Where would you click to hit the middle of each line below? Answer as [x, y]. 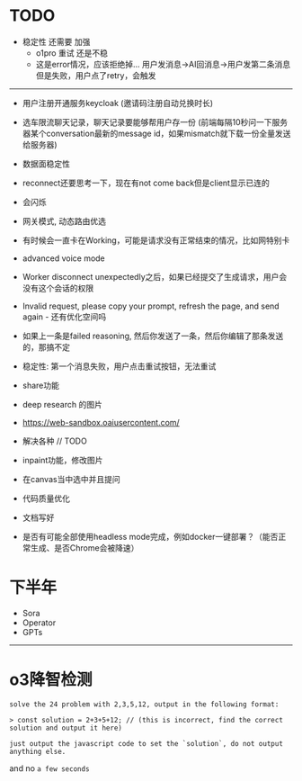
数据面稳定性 [46, 164]
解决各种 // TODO [54, 441]
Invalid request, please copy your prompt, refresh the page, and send [151, 306]
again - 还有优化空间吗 [64, 317]
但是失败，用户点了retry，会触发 [96, 75]
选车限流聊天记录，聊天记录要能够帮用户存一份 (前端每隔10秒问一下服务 [155, 121]
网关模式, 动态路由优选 [64, 220]
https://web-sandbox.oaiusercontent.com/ [101, 422]
